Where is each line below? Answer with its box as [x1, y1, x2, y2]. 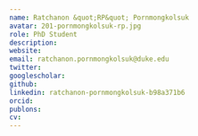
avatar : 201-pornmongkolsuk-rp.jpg [9, 21, 142, 30]
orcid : [9, 96, 34, 106]
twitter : [9, 64, 42, 72]
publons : [9, 105, 42, 114]
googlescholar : [9, 72, 66, 81]
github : [9, 80, 38, 89]
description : [9, 38, 58, 47]
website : [9, 47, 42, 55]
